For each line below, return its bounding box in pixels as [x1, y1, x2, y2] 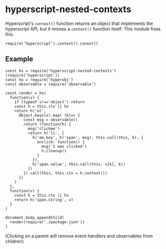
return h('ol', [14, 108, 47, 113]
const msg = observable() [23, 117, 78, 122]
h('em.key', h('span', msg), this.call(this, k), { [32, 135, 144, 140]
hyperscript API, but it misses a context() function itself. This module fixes [5, 25, 161, 32]
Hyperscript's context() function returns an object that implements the [5, 20, 153, 26]
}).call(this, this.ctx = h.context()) [23, 170, 108, 176]
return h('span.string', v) [14, 197, 73, 202]
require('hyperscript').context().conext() [5, 41, 99, 46]
